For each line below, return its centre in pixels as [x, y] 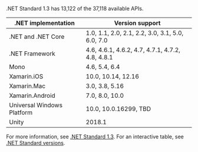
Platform [21, 113]
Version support [137, 23]
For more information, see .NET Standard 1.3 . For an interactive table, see [95, 137]
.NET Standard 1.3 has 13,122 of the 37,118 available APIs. [75, 9]
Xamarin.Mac [27, 86]
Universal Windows [36, 105]
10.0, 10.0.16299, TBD [118, 109]
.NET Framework [32, 54]
